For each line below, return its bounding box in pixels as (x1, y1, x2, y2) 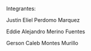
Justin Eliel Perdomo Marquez (6, 17, 80, 23)
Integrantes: (6, 5, 36, 12)
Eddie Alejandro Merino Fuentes (6, 28, 86, 35)
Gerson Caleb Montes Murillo (6, 40, 79, 46)
